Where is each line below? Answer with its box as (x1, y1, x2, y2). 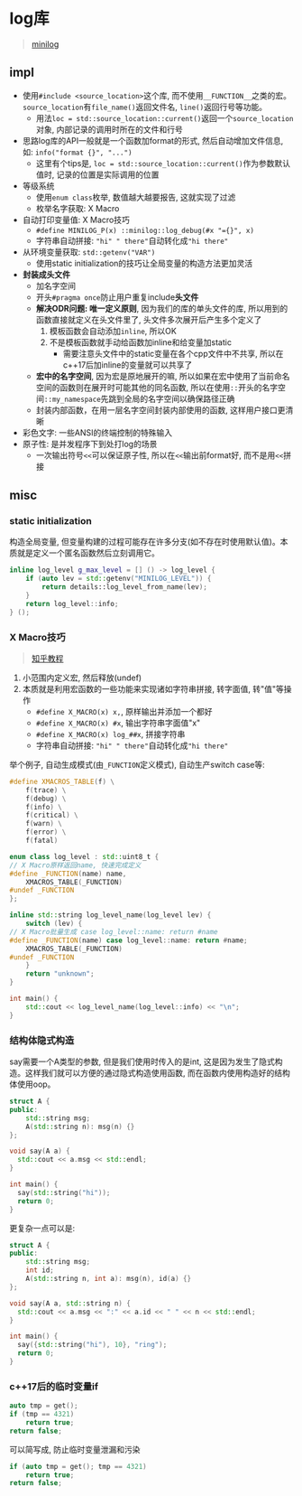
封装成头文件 (22, 268, 70, 280)
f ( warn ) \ (25, 819, 63, 828)
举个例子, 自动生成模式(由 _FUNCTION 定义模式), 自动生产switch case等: (9, 759, 266, 770)
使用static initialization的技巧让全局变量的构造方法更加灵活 (35, 257, 253, 268)
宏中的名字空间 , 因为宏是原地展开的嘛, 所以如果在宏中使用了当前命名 (35, 370, 290, 381)
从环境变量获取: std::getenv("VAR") (22, 246, 156, 257)
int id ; (25, 1266, 54, 1275)
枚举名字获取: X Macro (35, 202, 120, 213)
